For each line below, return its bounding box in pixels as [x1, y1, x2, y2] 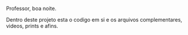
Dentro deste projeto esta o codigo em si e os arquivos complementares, [6, 16, 183, 23]
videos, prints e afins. [6, 23, 59, 29]
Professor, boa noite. [6, 5, 57, 12]
